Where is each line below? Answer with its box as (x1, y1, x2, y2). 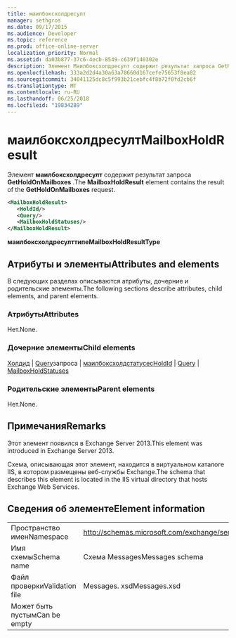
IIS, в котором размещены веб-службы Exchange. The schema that (7, 467, 206, 476)
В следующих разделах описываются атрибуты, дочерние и (7, 277, 189, 285)
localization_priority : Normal (7, 50, 99, 57)
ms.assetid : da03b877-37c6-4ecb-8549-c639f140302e (7, 56, 159, 63)
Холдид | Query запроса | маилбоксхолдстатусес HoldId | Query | (7, 359, 200, 367)
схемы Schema (11, 551, 60, 561)
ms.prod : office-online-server (7, 43, 99, 50)
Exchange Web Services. (7, 483, 80, 491)
